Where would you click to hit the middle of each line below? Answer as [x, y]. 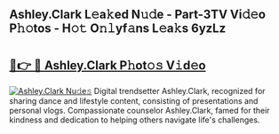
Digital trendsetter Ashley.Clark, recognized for [179, 91]
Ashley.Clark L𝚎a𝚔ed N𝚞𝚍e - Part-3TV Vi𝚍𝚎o [138, 15]
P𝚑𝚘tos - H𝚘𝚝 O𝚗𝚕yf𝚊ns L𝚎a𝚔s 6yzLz [118, 29]
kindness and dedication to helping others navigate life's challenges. [135, 120]
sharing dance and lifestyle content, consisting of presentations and [134, 101]
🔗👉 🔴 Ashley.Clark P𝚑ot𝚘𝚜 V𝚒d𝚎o [108, 65]
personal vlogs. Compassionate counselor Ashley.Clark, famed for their [139, 110]
